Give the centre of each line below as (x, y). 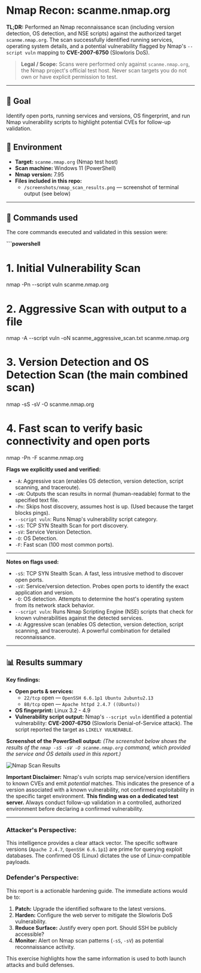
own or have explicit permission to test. (69, 77)
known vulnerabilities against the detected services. (79, 618)
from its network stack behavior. (54, 605)
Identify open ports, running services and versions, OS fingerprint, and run (98, 116)
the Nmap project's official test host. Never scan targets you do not (104, 70)
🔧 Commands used (42, 218)
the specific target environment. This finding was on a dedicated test (92, 796)
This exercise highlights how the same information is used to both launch (96, 958)
